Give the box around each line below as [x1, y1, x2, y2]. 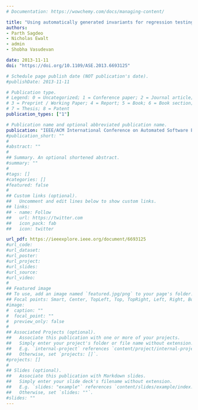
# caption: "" [6, 307, 44, 314]
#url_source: [6, 269, 38, 275]
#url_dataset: [6, 248, 41, 254]
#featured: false [6, 182, 49, 188]
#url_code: [6, 242, 33, 248]
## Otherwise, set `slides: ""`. [6, 389, 94, 395]
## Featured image [6, 286, 51, 292]
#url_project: [6, 258, 41, 264]
